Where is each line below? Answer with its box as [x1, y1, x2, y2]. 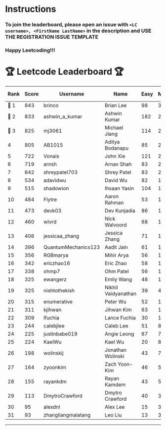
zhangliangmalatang [43, 411, 91, 418]
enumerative [43, 298, 73, 305]
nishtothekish [43, 287, 75, 294]
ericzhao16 [43, 260, 71, 267]
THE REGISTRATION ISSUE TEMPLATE [5, 34, 99, 41]
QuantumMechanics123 [43, 244, 100, 251]
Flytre [43, 196, 57, 203]
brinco [43, 102, 59, 108]
